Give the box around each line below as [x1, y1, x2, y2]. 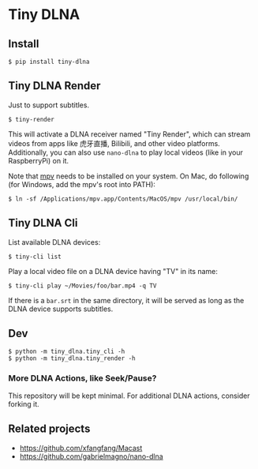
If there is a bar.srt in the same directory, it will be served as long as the [8, 295, 245, 305]
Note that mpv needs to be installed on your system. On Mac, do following [8, 171, 249, 181]
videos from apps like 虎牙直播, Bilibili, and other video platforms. [8, 138, 221, 148]
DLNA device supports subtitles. [8, 304, 114, 313]
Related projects [8, 422, 91, 436]
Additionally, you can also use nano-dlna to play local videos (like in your [8, 148, 243, 157]
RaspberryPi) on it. [8, 156, 69, 165]
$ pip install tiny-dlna [8, 58, 90, 66]
